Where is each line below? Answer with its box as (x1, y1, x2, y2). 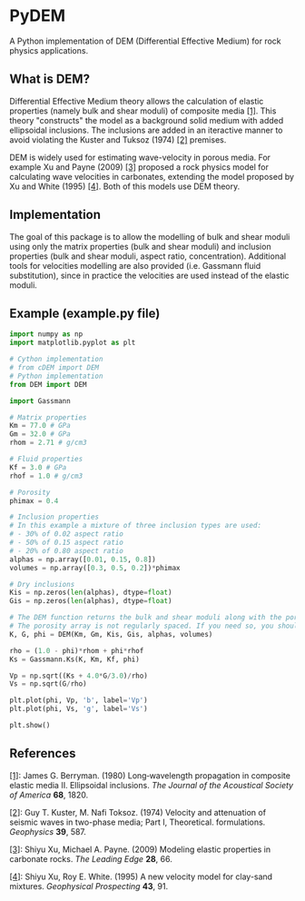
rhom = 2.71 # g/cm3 (9, 438, 88, 448)
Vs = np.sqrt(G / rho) (9, 679, 88, 688)
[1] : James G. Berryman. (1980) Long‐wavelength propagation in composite (9, 769, 290, 781)
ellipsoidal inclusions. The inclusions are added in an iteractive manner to (9, 124, 283, 135)
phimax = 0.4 (9, 496, 59, 505)
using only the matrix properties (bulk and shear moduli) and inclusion (9, 241, 271, 252)
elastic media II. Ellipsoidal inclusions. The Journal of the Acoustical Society (9, 779, 293, 790)
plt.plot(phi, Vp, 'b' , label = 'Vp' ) (9, 696, 148, 705)
